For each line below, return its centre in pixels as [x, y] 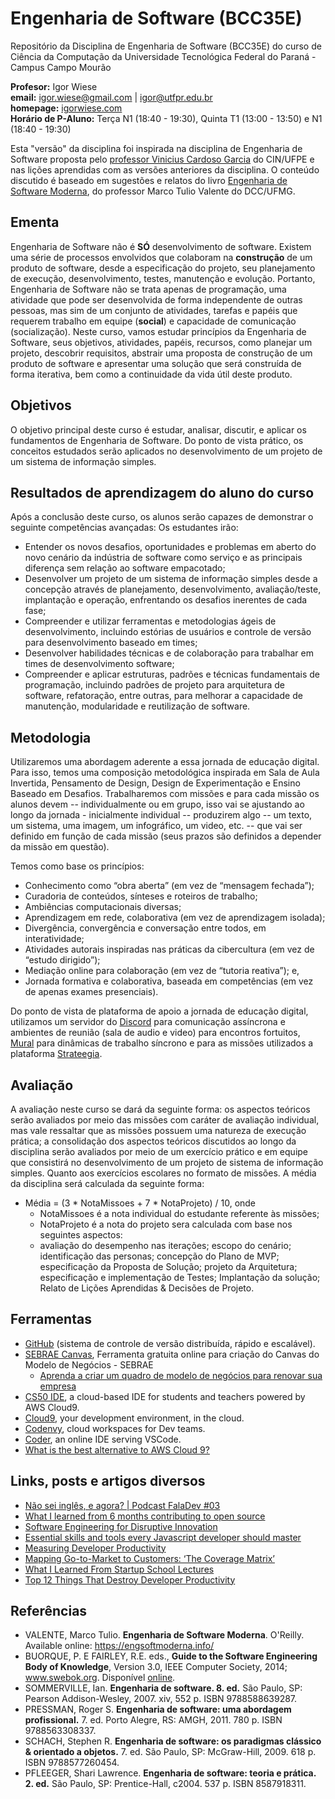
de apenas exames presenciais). [91, 992]
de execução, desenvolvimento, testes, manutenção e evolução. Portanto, [163, 278]
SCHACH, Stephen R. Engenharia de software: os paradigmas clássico [173, 1741]
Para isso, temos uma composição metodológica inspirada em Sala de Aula [165, 773]
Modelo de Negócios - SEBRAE [89, 1364]
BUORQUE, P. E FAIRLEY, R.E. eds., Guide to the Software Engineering [171, 1656]
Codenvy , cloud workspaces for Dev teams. [115, 1428]
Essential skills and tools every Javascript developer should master [163, 1537]
